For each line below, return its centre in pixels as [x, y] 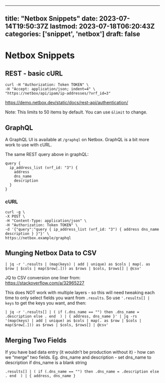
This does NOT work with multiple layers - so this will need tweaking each [80, 293]
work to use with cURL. [29, 145]
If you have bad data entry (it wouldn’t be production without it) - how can [80, 352]
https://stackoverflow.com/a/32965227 [45, 283]
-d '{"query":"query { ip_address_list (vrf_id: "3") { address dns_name [82, 229]
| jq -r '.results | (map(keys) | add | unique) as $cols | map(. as [78, 265]
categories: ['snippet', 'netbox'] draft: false [73, 34]
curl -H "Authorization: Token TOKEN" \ [47, 85]
